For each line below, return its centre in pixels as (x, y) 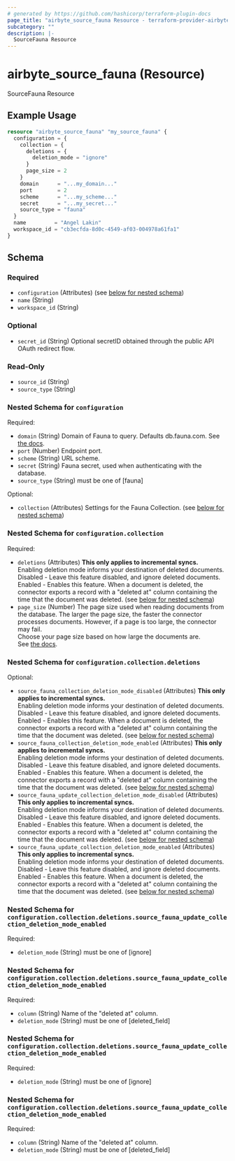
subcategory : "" (31, 27)
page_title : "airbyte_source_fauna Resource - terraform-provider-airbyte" (120, 20)
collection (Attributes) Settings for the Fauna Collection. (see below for (121, 508)
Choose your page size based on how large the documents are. (109, 636)
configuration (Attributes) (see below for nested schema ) (100, 293)
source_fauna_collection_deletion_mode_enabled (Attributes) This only (120, 743)
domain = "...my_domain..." (69, 184)
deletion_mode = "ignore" (70, 158)
